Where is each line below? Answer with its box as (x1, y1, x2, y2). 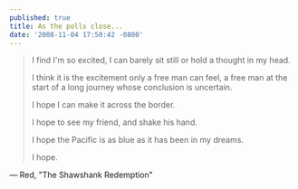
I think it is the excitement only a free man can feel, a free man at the (31, 72, 288, 83)
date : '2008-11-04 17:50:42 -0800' (9, 30, 144, 39)
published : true (9, 13, 71, 23)
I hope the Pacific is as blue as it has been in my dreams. (31, 135, 245, 146)
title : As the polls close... (9, 22, 124, 31)
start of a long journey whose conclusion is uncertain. (31, 82, 233, 93)
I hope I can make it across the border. (31, 99, 176, 110)
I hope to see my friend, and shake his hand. (31, 117, 197, 128)
